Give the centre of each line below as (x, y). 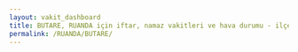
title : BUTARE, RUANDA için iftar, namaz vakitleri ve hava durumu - (141, 26)
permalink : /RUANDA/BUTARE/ (61, 33)
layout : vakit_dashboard (55, 17)
